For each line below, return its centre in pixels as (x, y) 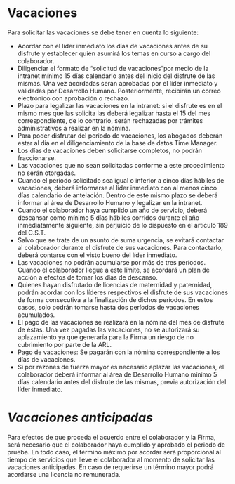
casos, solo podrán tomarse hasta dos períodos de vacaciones (108, 307)
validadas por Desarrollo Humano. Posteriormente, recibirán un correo (119, 91)
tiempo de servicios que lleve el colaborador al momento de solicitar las (111, 459)
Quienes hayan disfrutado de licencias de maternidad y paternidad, (115, 284)
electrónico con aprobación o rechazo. (73, 98)
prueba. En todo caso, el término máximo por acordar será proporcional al (114, 452)
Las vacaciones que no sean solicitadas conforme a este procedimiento (121, 165)
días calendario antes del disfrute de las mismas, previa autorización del (122, 381)
